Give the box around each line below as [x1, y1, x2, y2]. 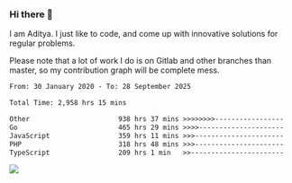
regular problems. [9, 38, 76, 48]
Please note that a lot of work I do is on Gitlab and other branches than [9, 56, 272, 66]
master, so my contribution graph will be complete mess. [9, 65, 220, 75]
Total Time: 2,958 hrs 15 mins [9, 99, 127, 108]
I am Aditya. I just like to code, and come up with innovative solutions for [9, 29, 278, 39]
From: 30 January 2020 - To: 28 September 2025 [9, 83, 192, 91]
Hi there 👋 [9, 8, 54, 21]
